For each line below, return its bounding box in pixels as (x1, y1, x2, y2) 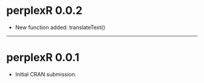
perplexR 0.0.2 (6, 4, 83, 18)
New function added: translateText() (15, 24, 106, 31)
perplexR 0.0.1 (6, 51, 80, 64)
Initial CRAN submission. (15, 70, 77, 78)
